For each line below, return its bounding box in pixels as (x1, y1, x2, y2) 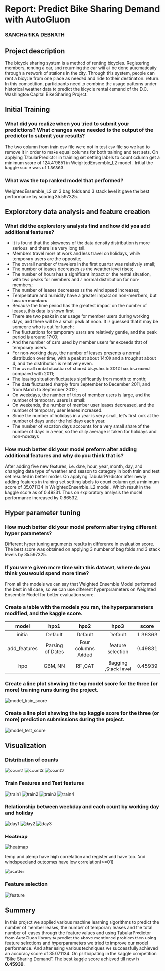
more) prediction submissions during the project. (5, 716, 125, 723)
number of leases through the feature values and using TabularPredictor (5, 930, 151, 936)
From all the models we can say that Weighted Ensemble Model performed (5, 581, 156, 587)
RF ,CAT (75, 663, 94, 670)
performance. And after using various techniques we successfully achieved (5, 945, 158, 951)
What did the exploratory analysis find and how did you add (5, 223, 150, 230)
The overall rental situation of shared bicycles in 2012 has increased (12, 366, 150, 371)
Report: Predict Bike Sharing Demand (5, 3, 160, 15)
